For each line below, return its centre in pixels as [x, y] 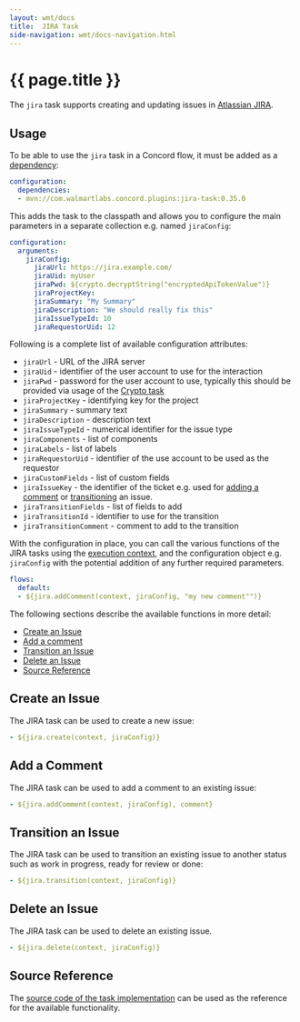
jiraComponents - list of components [90, 439]
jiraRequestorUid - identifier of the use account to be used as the [146, 458]
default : [34, 588]
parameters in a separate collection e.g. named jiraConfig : [120, 225]
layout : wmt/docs [42, 18]
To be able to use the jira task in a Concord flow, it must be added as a [144, 155]
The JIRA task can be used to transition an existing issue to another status [148, 855]
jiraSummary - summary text [75, 410]
